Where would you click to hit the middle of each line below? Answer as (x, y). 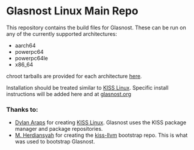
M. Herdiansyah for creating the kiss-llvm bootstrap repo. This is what (101, 135)
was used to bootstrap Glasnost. (55, 142)
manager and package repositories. (59, 129)
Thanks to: (22, 109)
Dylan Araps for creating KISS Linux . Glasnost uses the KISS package (101, 123)
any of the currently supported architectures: (62, 33)
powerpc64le (31, 58)
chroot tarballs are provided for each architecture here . (74, 76)
